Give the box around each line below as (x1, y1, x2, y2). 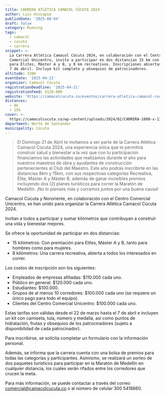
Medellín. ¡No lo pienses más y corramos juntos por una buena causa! (17, 186, 159, 192)
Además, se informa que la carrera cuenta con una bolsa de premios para (5, 350, 154, 356)
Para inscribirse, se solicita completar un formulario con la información (5, 335, 148, 341)
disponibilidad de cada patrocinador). (5, 326, 81, 332)
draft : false (5, 21, 32, 26)
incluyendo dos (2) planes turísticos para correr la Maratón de (17, 181, 143, 187)
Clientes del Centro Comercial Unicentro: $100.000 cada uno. (12, 300, 137, 307)
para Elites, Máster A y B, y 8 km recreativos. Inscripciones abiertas (9, 62, 162, 67)
